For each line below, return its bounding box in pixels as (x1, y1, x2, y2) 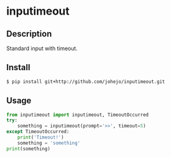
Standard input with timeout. (6, 45, 78, 52)
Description (6, 29, 52, 39)
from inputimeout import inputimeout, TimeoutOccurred (6, 112, 149, 118)
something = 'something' (17, 140, 81, 146)
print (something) (6, 145, 51, 152)
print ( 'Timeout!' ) (17, 134, 64, 140)
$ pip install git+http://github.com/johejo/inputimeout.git (6, 78, 166, 85)
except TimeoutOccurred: (6, 129, 70, 135)
